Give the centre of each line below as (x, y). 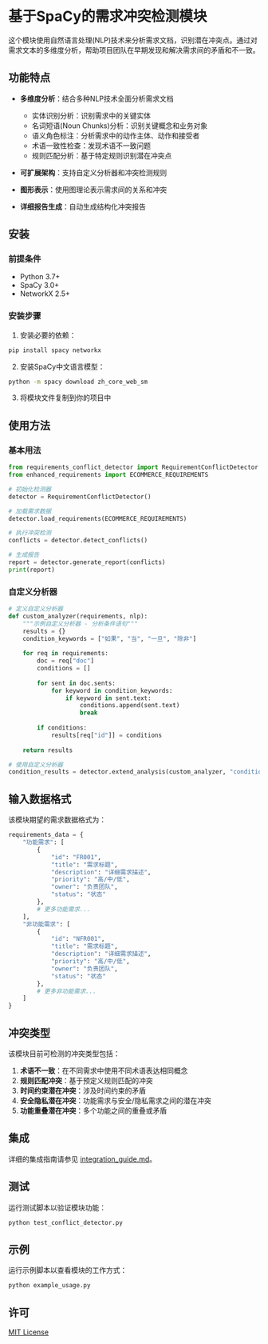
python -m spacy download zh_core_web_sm (78, 382)
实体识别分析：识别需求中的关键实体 (91, 115)
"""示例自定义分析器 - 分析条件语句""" (80, 624)
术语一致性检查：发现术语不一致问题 (91, 146)
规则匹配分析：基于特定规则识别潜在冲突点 (102, 155)
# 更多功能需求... (64, 909)
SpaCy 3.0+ (39, 286)
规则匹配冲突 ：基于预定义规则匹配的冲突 (86, 1080)
